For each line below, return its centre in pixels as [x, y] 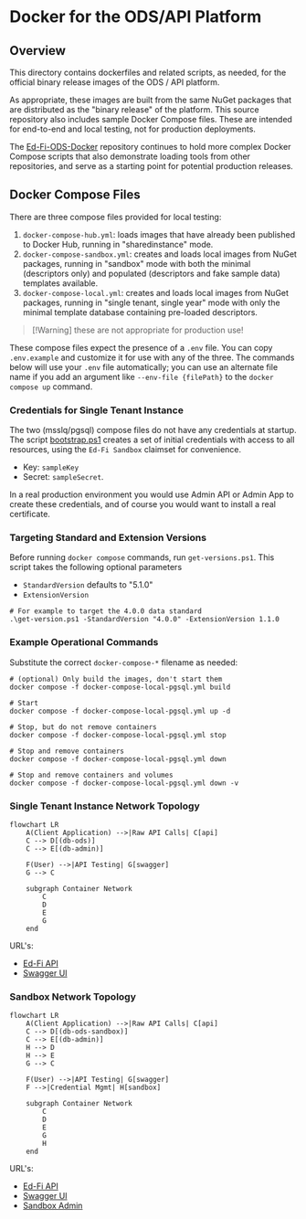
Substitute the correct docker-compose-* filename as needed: [124, 662]
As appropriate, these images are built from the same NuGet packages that [151, 100]
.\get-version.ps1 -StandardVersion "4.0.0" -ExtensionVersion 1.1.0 [145, 620]
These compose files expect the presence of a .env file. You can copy [141, 347]
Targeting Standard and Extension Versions [108, 538]
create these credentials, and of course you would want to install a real [143, 504]
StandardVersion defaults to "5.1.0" [88, 585]
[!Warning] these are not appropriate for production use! [137, 330]
